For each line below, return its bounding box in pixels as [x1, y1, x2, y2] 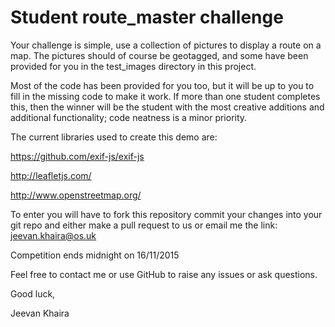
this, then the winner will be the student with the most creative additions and [10, 101, 325, 113]
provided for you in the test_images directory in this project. [10, 60, 257, 72]
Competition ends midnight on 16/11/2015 [10, 249, 180, 261]
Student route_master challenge [10, 6, 284, 29]
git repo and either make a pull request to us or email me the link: [10, 219, 278, 231]
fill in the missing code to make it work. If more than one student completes [10, 90, 321, 102]
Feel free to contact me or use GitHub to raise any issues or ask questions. [10, 268, 318, 280]
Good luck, [10, 287, 56, 300]
